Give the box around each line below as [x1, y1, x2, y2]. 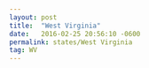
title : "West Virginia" [9, 21, 101, 30]
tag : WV [9, 46, 38, 55]
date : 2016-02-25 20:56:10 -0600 [9, 29, 141, 38]
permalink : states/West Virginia [9, 37, 133, 47]
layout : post [9, 12, 58, 22]
